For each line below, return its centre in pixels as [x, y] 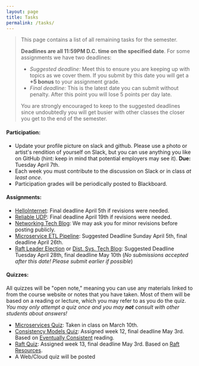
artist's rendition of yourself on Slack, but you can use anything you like [103, 152]
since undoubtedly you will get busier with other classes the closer [103, 112]
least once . [29, 177]
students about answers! [37, 313]
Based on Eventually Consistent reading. [64, 337]
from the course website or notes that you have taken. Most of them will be [98, 294]
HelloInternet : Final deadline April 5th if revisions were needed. [92, 210]
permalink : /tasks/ [30, 23]
